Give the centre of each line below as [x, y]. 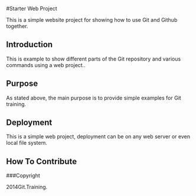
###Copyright [23, 175]
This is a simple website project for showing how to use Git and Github [92, 20]
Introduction [30, 44]
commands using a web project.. [46, 65]
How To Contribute [42, 161]
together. [17, 26]
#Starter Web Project [32, 9]
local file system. [27, 143]
